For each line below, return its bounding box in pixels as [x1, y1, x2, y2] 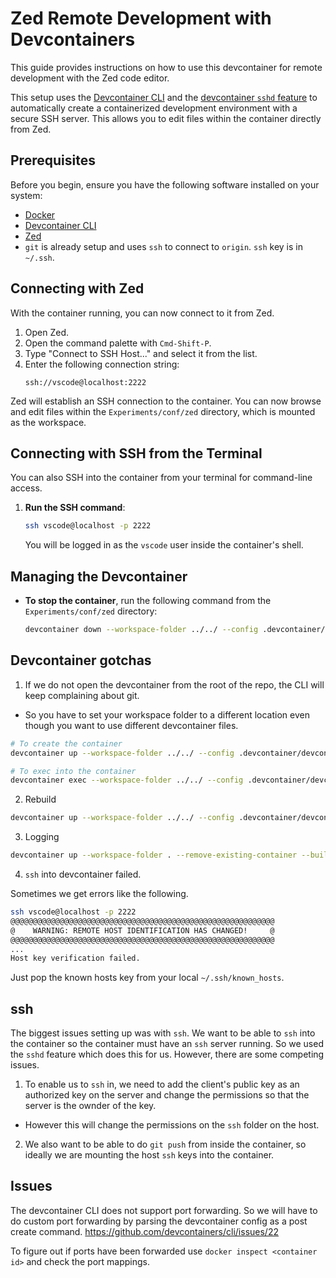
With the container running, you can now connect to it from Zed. [10, 307, 275, 319]
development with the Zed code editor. [10, 72, 170, 84]
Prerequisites [10, 152, 96, 169]
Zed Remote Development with [10, 7, 272, 30]
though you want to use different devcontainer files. [24, 719, 239, 731]
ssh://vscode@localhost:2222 [24, 377, 147, 387]
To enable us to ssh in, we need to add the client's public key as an [24, 1078, 300, 1091]
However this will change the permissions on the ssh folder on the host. [24, 1119, 320, 1131]
